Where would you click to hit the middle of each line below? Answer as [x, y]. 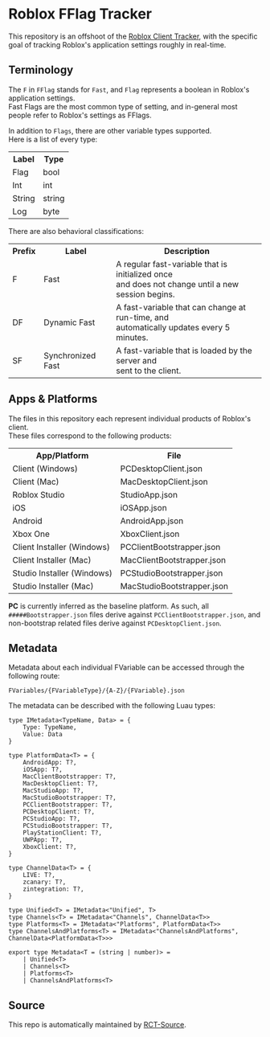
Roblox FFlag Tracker [80, 14]
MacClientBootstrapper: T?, [70, 777]
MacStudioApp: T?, [53, 791]
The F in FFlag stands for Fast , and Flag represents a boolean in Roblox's [129, 89]
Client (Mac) [36, 482]
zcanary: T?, [45, 882]
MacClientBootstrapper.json [173, 559]
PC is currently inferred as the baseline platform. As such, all [108, 606]
